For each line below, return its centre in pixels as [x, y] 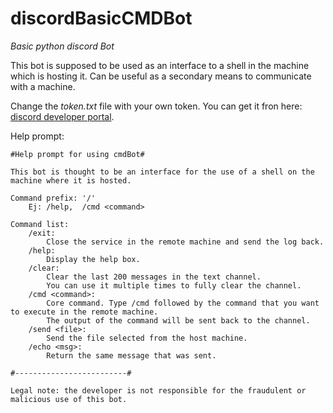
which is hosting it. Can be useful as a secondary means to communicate [161, 76]
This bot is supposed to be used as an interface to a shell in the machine [160, 65]
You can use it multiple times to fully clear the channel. [174, 285]
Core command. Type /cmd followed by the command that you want [183, 303]
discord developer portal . [62, 116]
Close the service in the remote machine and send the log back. [185, 242]
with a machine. [43, 86]
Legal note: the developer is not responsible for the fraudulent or [158, 390]
